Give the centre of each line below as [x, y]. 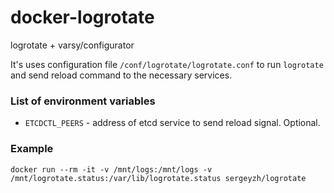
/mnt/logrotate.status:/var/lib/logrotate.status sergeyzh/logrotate [158, 178]
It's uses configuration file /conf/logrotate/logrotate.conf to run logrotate [167, 64]
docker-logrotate [82, 17]
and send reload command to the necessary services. [121, 75]
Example [32, 149]
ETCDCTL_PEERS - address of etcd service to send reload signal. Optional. [172, 123]
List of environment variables [83, 101]
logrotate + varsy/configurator [72, 45]
